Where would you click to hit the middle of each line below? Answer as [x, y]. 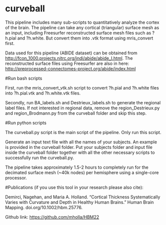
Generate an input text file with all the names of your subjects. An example [81, 142]
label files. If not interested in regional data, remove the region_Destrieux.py [83, 108]
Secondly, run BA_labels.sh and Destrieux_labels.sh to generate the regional [83, 102]
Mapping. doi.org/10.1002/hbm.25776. [44, 207]
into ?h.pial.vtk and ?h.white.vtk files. [43, 93]
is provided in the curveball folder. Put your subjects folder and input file [79, 147]
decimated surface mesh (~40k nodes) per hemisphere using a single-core [82, 172]
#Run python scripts [26, 123]
